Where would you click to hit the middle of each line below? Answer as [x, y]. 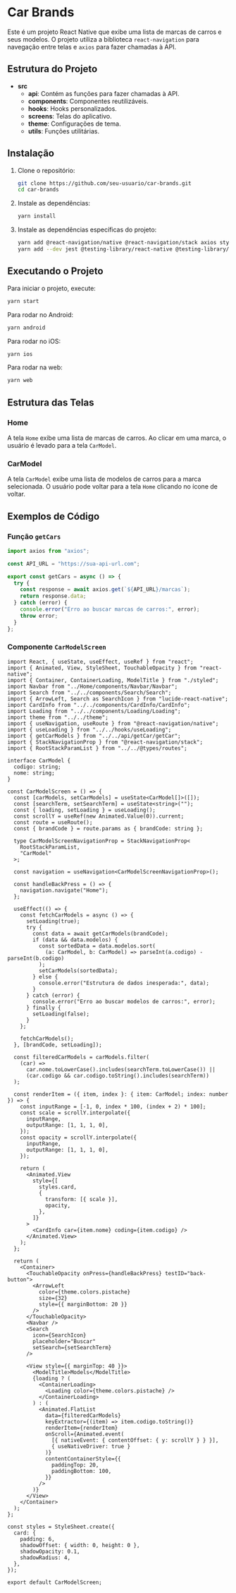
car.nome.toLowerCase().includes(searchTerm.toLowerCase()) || [121, 1069]
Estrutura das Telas [51, 402]
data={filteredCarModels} [83, 1415]
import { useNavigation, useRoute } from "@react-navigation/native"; [113, 723]
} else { [45, 977]
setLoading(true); [53, 921]
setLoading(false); [61, 1014]
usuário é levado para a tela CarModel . [62, 445]
